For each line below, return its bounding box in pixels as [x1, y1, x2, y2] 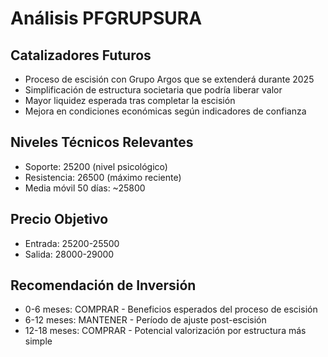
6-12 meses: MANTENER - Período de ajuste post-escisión [24, 314, 267, 326]
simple [24, 335, 53, 347]
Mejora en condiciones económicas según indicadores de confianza [24, 105, 307, 117]
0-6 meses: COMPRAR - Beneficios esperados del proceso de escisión [24, 303, 318, 316]
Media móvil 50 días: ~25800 [24, 182, 146, 194]
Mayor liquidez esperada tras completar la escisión [24, 95, 236, 106]
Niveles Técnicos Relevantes [10, 134, 194, 151]
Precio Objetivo [10, 211, 109, 228]
